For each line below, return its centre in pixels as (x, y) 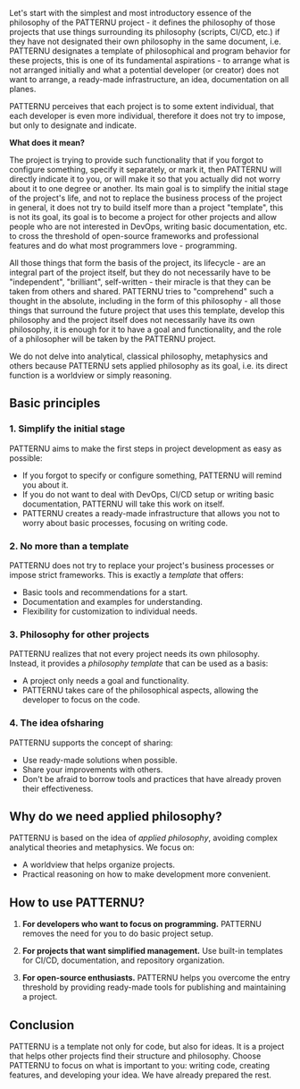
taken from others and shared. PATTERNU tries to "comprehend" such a (142, 291)
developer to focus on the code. (81, 700)
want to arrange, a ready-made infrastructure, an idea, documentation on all (149, 79)
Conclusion (42, 1025)
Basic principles (55, 403)
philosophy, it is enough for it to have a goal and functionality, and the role (146, 329)
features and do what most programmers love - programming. (123, 246)
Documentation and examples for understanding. (112, 601)
